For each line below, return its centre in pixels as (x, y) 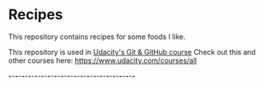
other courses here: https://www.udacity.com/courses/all (103, 60)
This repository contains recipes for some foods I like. (97, 37)
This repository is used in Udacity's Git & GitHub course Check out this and (132, 52)
